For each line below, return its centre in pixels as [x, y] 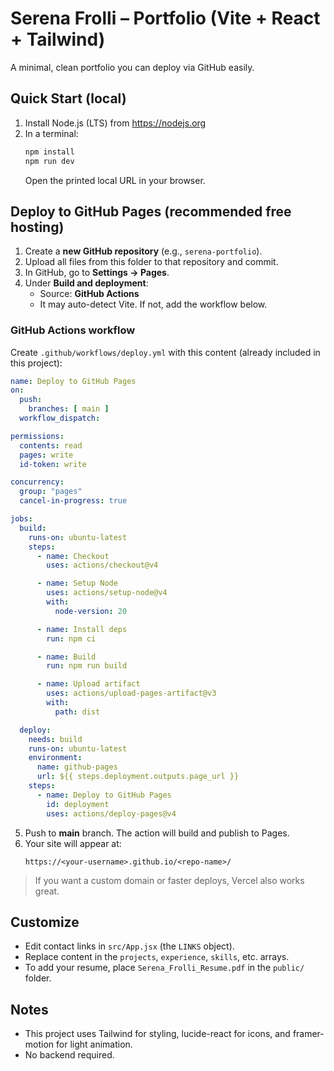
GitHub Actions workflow [73, 330]
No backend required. [69, 1055]
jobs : [21, 519]
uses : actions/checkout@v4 [102, 565]
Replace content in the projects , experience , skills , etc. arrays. [157, 957]
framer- [308, 1034]
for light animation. [94, 1044]
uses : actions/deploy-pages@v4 [111, 813]
